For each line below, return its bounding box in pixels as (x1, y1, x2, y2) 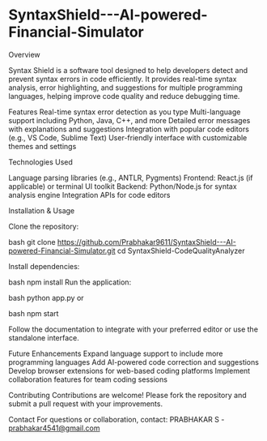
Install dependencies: (8, 261, 80, 271)
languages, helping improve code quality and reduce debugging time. (8, 91, 240, 101)
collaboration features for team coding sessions (8, 375, 168, 384)
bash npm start (8, 308, 59, 318)
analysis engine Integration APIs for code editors (8, 190, 171, 199)
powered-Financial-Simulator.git (8, 246, 116, 255)
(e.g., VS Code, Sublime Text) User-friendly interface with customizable (8, 132, 248, 143)
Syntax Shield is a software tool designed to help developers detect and (8, 65, 248, 75)
